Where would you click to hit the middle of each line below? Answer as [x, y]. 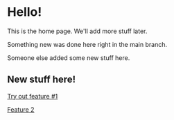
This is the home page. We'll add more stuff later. [77, 31]
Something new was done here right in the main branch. [87, 44]
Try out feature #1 [33, 96]
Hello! [25, 12]
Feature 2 [21, 109]
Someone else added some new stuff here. [69, 58]
